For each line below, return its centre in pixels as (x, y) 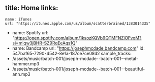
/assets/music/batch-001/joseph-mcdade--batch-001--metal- (75, 59)
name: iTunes (18, 19)
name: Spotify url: (30, 32)
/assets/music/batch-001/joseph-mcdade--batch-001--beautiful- (78, 69)
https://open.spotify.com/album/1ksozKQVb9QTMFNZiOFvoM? (78, 38)
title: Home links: (31, 8)
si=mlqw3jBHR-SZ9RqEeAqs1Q (44, 43)
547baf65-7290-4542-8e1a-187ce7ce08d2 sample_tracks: (72, 53)
